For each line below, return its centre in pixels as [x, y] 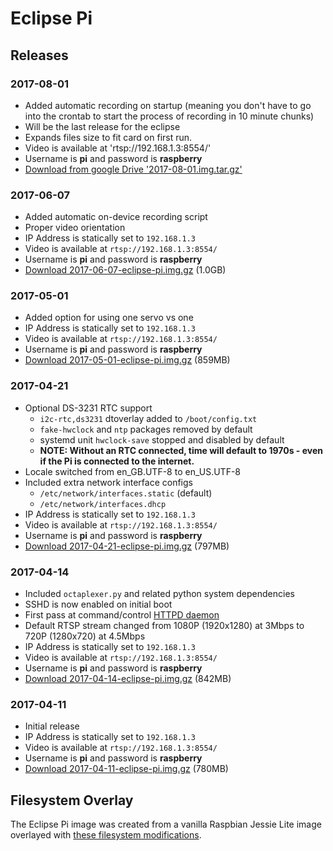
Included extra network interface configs [108, 482]
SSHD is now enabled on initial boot [98, 604]
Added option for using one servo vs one [109, 318]
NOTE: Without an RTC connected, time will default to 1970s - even [181, 450]
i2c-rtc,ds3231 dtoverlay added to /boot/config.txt [148, 418]
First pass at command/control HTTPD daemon [122, 615]
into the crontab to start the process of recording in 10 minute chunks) [169, 116]
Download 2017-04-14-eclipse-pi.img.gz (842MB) [128, 679]
